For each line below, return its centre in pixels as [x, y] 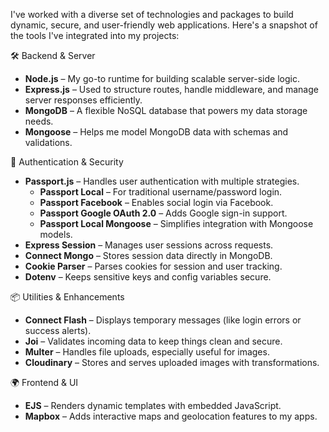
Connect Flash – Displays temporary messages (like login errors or [163, 320]
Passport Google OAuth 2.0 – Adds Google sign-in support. [163, 213]
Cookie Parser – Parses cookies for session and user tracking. [153, 266]
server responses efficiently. [83, 100]
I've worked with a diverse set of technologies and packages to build [152, 14]
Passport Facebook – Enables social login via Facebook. [156, 202]
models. [56, 234]
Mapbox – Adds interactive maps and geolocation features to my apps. [171, 416]
